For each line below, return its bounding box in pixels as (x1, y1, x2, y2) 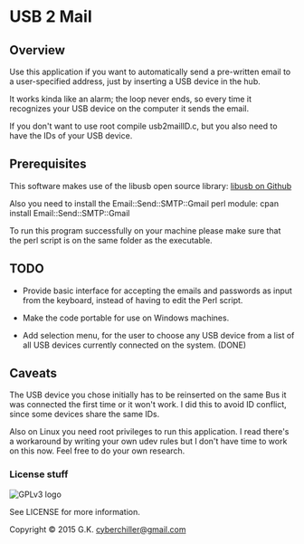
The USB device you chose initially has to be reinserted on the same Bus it (9, 389, 287, 400)
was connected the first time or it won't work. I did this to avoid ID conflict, (9, 399, 287, 410)
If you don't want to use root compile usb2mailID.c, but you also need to (9, 120, 278, 131)
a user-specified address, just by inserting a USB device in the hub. (9, 76, 261, 87)
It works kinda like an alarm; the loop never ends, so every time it (9, 93, 252, 104)
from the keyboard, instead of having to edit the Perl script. (22, 294, 243, 305)
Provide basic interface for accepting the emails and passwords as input (22, 285, 292, 296)
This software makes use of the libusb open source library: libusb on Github (9, 180, 292, 191)
